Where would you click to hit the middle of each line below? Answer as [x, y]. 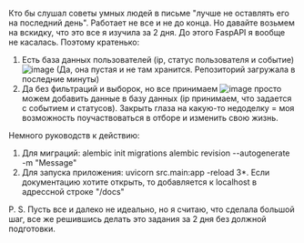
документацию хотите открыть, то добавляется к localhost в [139, 182]
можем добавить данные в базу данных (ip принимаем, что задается [157, 98]
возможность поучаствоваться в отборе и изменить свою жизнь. [150, 118]
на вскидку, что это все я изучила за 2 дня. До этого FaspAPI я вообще [147, 32]
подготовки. [32, 228]
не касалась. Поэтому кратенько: [74, 42]
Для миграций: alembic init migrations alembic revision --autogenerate [156, 153]
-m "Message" [49, 162]
